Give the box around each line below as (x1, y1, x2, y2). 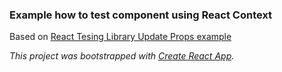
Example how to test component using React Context (9, 8, 273, 22)
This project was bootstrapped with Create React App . (9, 50, 235, 62)
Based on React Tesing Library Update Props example (9, 31, 232, 43)
